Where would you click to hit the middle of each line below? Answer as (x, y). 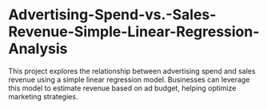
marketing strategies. (43, 96)
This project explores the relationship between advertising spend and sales (132, 71)
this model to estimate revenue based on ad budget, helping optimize (122, 88)
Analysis (38, 49)
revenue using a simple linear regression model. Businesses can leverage (129, 79)
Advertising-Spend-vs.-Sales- (112, 15)
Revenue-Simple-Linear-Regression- (134, 32)
